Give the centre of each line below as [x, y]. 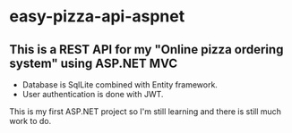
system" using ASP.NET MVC [93, 63]
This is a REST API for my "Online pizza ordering [146, 50]
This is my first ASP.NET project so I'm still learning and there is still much [146, 112]
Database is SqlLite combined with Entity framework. [120, 85]
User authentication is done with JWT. [93, 94]
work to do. [30, 121]
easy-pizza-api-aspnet [97, 17]
